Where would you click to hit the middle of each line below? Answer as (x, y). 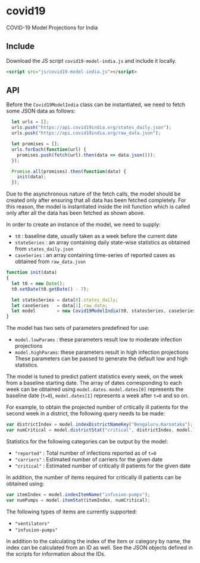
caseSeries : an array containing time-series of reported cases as (95, 255)
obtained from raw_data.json (50, 262)
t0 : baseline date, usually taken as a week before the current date (96, 236)
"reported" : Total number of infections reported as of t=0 (85, 453)
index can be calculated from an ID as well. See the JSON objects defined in (100, 547)
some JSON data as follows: (41, 111)
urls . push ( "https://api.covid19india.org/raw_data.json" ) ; (86, 133)
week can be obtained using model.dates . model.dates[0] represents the (95, 389)
